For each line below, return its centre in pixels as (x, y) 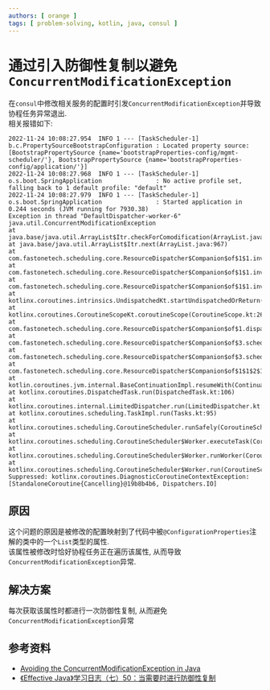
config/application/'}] (48, 167)
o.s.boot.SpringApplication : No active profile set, (125, 181)
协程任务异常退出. (38, 114)
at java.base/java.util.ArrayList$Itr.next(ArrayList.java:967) (118, 245)
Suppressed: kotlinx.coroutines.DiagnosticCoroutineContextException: (129, 477)
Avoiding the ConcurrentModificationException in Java (110, 668)
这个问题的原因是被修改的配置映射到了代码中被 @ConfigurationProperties (129, 531)
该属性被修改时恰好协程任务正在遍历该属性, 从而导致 (95, 552)
